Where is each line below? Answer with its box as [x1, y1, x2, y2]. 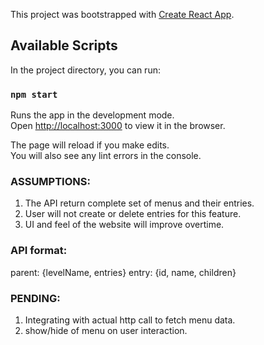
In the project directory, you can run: [10, 64, 161, 76]
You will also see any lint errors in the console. [10, 150, 202, 162]
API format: [10, 244, 68, 258]
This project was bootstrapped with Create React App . [10, 9, 235, 20]
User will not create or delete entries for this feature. [24, 208, 242, 220]
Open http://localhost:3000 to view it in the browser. [10, 120, 226, 132]
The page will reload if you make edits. [10, 139, 170, 151]
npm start [10, 89, 58, 100]
